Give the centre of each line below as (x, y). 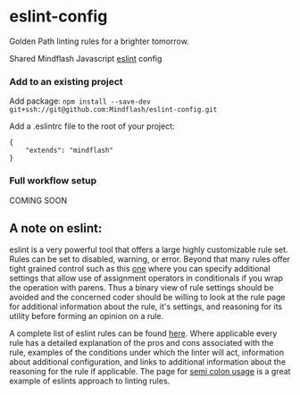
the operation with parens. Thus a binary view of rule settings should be (142, 288)
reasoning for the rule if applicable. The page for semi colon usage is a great (150, 372)
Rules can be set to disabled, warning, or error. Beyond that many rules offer (150, 259)
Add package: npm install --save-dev (80, 101)
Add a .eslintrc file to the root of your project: (92, 126)
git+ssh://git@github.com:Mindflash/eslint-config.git (113, 110)
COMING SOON (38, 200)
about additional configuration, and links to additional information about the (148, 362)
